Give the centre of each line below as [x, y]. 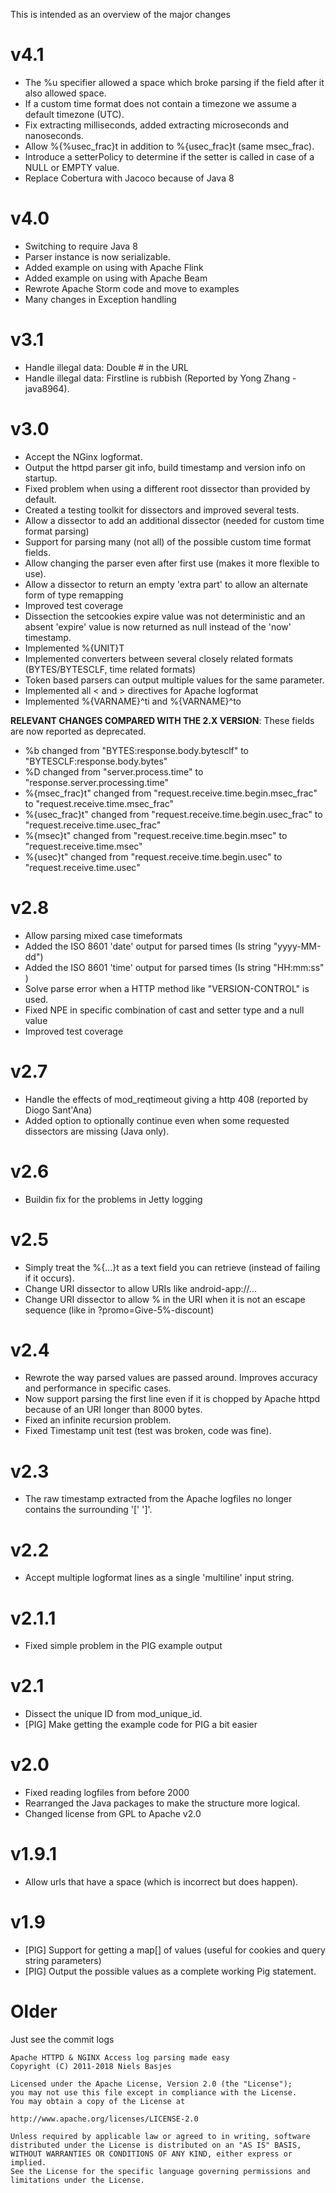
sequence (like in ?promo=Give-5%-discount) [119, 1310]
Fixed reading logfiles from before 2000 [107, 1793]
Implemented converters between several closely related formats [159, 658]
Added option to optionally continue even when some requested [157, 1120]
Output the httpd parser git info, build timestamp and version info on [165, 467]
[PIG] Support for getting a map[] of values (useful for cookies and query [175, 1950]
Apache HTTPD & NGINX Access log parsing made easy [120, 2057]
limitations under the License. [77, 2180]
